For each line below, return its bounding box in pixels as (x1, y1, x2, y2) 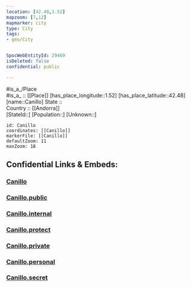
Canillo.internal (6, 209, 52, 218)
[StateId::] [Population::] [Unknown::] (6, 111, 97, 118)
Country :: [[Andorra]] (6, 104, 60, 111)
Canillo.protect (6, 225, 51, 234)
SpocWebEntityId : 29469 (6, 53, 66, 59)
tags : (6, 31, 20, 37)
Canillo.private (6, 242, 50, 250)
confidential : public (6, 63, 60, 69)
